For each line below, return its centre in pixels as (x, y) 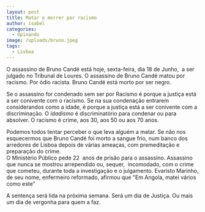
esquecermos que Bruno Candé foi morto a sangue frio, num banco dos (97, 138)
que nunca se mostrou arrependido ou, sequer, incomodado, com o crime (100, 164)
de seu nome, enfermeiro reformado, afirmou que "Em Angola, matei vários (101, 177)
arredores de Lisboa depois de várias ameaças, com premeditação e (93, 145)
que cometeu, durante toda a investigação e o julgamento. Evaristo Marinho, (102, 170)
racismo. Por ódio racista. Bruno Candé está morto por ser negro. (89, 82)
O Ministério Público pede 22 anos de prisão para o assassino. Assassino (99, 158)
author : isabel (26, 23)
